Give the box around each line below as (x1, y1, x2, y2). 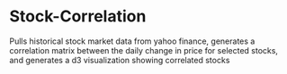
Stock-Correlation (9, 6, 147, 27)
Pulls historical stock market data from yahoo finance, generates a (9, 36, 256, 46)
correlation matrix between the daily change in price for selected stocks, (9, 45, 279, 55)
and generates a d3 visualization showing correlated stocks (9, 54, 230, 65)
